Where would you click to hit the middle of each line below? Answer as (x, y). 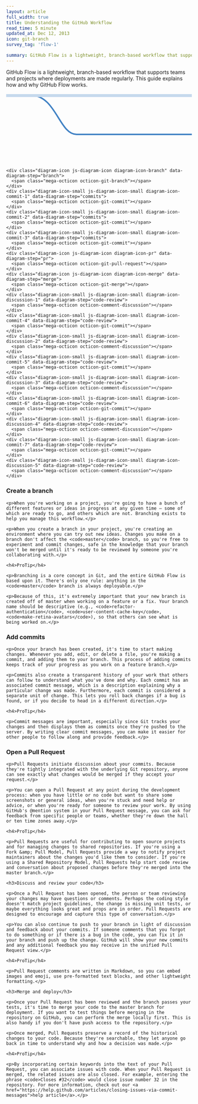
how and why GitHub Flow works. (47, 85)
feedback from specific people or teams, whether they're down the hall (97, 816)
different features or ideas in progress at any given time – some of (95, 508)
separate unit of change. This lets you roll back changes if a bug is (96, 696)
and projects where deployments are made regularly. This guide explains (94, 78)
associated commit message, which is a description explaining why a (93, 686)
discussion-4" (24, 424)
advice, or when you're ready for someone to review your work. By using (99, 806)
